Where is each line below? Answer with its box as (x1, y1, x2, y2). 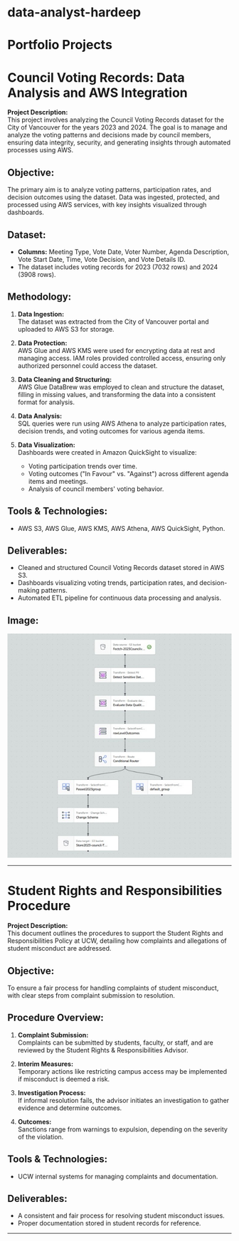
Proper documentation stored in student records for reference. (17, 1219, 201, 1227)
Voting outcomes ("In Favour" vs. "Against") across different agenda (28, 469, 229, 477)
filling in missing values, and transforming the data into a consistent (17, 390, 216, 398)
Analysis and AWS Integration (7, 85, 188, 100)
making (17, 586, 40, 595)
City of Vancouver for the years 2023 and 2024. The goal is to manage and (7, 123, 228, 132)
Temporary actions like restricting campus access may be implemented (17, 1067, 228, 1075)
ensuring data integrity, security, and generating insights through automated (7, 138, 231, 147)
